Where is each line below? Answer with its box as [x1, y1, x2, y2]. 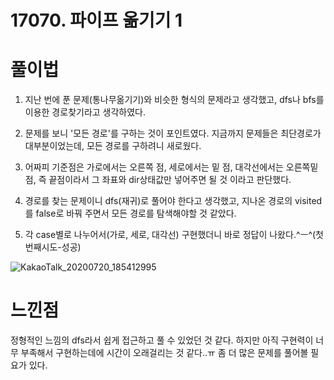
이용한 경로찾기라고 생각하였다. [24, 106, 147, 118]
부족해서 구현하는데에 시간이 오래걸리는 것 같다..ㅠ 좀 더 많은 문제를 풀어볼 [20, 347, 309, 359]
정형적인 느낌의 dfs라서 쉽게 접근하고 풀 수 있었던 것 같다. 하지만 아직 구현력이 [10, 334, 314, 346]
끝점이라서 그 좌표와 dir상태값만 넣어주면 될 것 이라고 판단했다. [48, 174, 292, 186]
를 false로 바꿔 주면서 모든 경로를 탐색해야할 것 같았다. [24, 207, 237, 220]
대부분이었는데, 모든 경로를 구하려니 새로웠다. [24, 140, 202, 152]
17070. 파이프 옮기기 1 [10, 9, 183, 32]
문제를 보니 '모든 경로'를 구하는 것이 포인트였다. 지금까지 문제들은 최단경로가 [24, 127, 322, 140]
